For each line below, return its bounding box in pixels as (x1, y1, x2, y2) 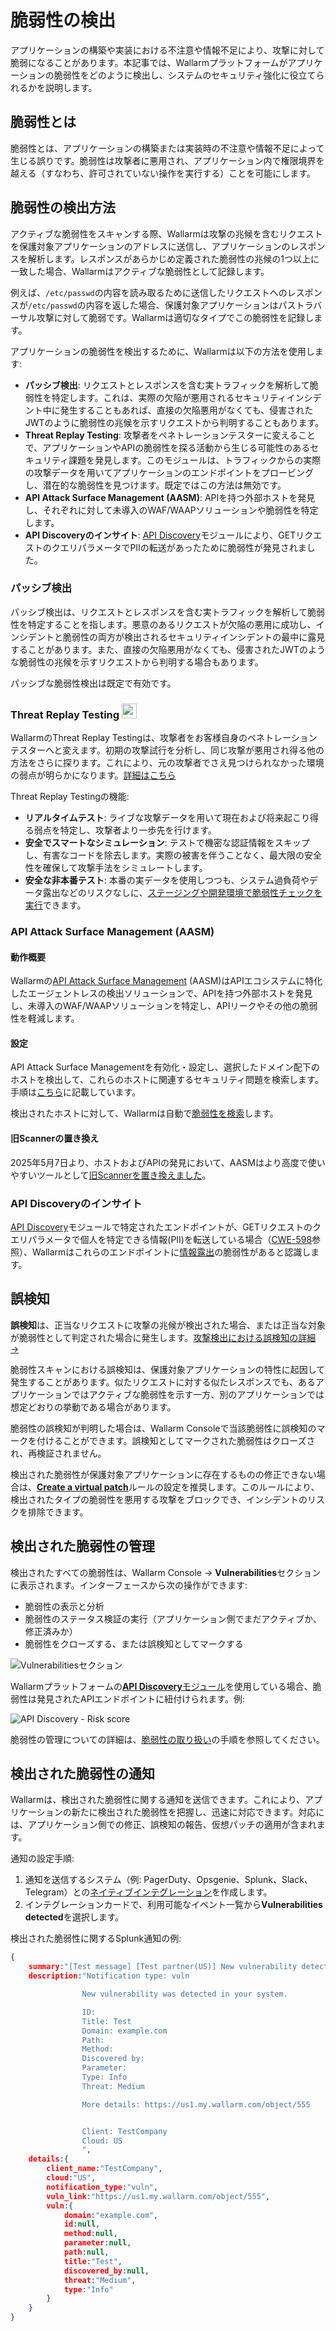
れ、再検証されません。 (10, 1447, 107, 1459)
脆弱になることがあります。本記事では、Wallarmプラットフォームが (10, 56, 288, 68)
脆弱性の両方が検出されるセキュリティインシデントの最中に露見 (62, 631, 326, 643)
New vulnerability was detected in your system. (81, 1989, 288, 2000)
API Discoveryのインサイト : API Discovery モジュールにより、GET (24, 529, 297, 541)
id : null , (63, 2219, 101, 2230)
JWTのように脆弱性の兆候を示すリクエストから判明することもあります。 (24, 416, 325, 428)
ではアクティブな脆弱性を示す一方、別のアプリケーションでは (71, 1388, 325, 1400)
